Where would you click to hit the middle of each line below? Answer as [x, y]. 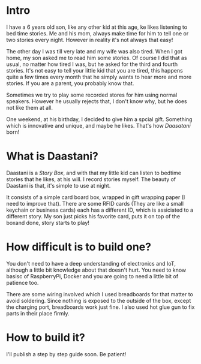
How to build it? [46, 338]
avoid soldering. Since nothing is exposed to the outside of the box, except [99, 300]
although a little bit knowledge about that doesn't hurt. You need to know [96, 270]
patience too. [22, 282]
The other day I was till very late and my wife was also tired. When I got [94, 51]
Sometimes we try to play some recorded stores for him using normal [92, 95]
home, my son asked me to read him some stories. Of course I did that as [97, 58]
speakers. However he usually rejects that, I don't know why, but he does [97, 101]
